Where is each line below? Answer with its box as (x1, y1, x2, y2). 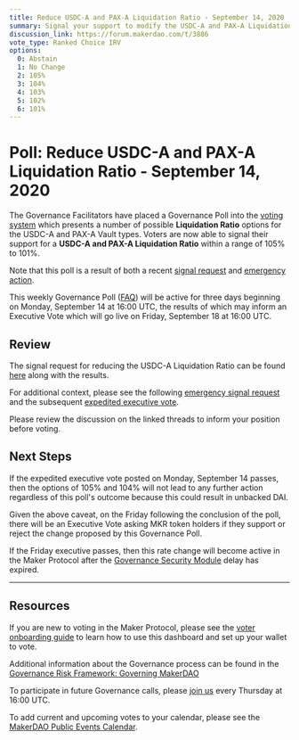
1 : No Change (17, 63, 66, 72)
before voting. (9, 423, 61, 433)
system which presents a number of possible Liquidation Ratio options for (9, 219, 282, 230)
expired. (9, 563, 40, 575)
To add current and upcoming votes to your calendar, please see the (9, 711, 261, 722)
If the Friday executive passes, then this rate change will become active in (9, 545, 280, 555)
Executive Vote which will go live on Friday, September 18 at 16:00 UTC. (9, 311, 272, 322)
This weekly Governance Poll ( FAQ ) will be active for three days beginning (9, 292, 281, 303)
